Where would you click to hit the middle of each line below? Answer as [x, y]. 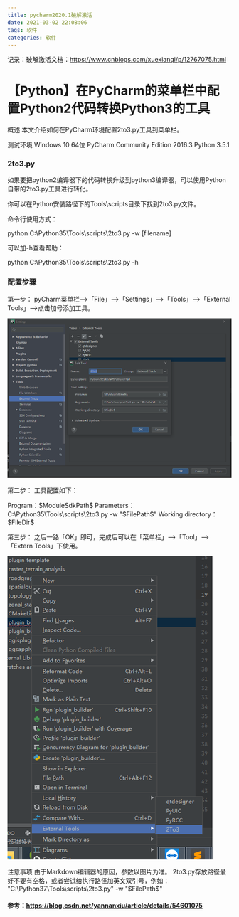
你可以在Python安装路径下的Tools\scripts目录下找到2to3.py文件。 [104, 204]
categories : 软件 [32, 38]
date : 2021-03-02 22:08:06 [47, 22]
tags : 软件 [22, 30]
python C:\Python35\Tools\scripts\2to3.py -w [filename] [90, 233]
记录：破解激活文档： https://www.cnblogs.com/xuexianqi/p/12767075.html [117, 60]
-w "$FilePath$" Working [147, 514]
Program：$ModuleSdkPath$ [51, 505]
